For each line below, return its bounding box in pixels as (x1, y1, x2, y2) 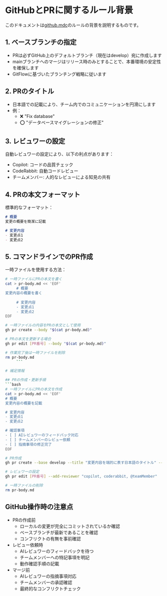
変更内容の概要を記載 (5, 401, 42, 406)
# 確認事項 (5, 428, 25, 433)
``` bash (5, 382, 21, 387)
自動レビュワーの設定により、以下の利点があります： (5, 151, 114, 157)
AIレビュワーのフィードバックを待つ (19, 548, 94, 554)
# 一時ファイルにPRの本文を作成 (5, 387, 63, 392)
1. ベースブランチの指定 (5, 38, 77, 46)
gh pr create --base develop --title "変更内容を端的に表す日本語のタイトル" (5, 460, 157, 465)
